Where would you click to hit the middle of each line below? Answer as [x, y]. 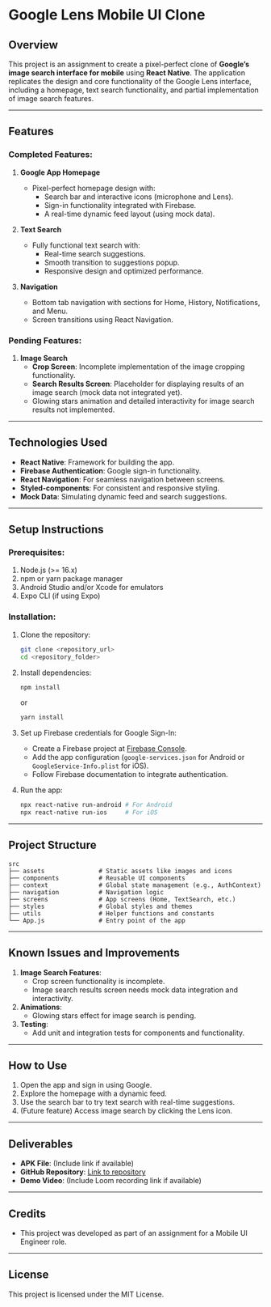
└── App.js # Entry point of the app [97, 920]
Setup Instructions [56, 530]
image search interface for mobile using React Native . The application [127, 73]
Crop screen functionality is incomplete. [98, 981]
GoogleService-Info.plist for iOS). [90, 766]
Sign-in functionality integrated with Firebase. [120, 205]
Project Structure [52, 845]
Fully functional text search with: [86, 245]
